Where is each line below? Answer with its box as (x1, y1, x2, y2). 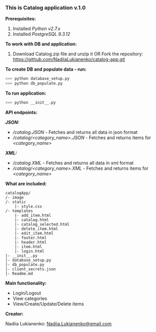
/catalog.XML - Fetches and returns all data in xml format (12, 160, 134, 166)
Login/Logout (12, 290, 41, 296)
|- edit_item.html (14, 231, 54, 236)
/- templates (5, 208, 33, 213)
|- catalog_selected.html (14, 222, 70, 227)
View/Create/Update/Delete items (12, 301, 84, 307)
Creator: (5, 311, 24, 317)
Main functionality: (5, 280, 47, 286)
